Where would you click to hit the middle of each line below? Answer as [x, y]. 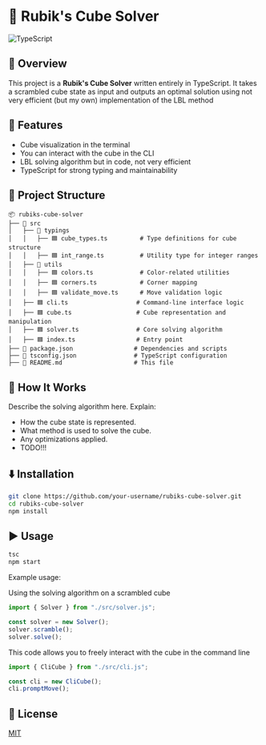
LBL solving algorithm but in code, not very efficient [105, 161]
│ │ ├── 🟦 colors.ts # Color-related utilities [119, 273]
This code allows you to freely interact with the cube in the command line [129, 652]
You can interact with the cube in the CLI [87, 153]
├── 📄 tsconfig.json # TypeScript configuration [118, 356]
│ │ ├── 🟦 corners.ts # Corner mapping [103, 283]
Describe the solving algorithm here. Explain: [82, 407]
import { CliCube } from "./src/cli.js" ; [79, 667]
